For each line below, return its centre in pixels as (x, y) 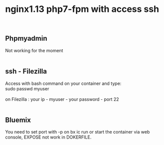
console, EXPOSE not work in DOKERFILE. (48, 137)
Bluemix (18, 120)
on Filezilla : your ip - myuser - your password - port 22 (62, 99)
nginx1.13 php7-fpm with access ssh (82, 9)
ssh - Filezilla (26, 71)
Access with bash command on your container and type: (63, 83)
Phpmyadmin (26, 38)
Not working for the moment (34, 50)
